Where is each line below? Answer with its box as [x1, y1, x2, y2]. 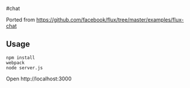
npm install [6, 55, 35, 61]
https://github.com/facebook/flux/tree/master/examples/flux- [36, 16, 184, 23]
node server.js [6, 65, 43, 71]
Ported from [6, 16, 35, 23]
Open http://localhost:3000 [6, 75, 72, 82]
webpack [6, 59, 25, 66]
